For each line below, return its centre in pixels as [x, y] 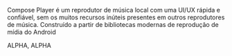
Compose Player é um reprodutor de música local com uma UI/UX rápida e [114, 10]
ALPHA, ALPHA [29, 45]
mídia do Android [32, 32]
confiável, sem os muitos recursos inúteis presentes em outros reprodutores [116, 17]
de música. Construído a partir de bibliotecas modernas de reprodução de [113, 25]
